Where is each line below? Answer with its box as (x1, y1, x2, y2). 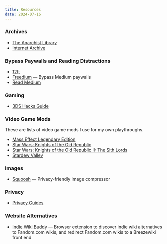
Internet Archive (12, 45, 46, 51)
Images (5, 165, 24, 172)
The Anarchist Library (12, 39, 57, 45)
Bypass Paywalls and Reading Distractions (5, 57, 111, 64)
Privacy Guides (12, 200, 44, 206)
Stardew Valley (12, 152, 43, 158)
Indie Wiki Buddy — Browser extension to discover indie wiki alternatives (12, 224, 162, 230)
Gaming (5, 92, 25, 99)
